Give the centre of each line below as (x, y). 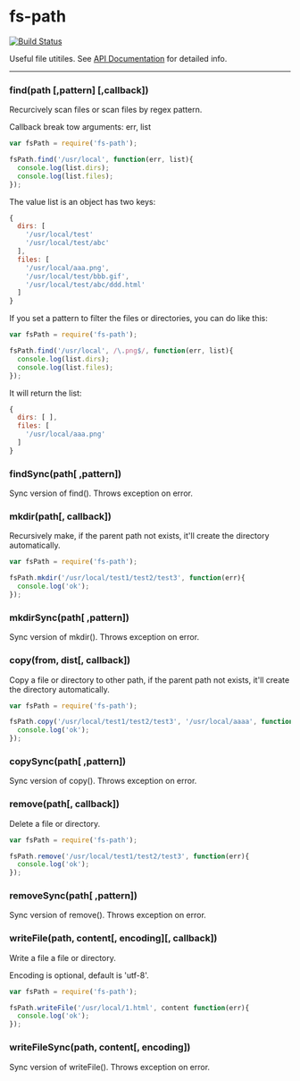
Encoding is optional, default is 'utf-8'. (79, 975)
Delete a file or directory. (55, 823)
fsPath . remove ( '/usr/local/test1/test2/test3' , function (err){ (129, 856)
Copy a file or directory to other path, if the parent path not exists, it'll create (150, 680)
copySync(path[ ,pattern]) (68, 761)
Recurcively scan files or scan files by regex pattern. (106, 110)
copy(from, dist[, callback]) (70, 660)
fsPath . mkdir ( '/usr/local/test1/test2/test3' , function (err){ (127, 578)
